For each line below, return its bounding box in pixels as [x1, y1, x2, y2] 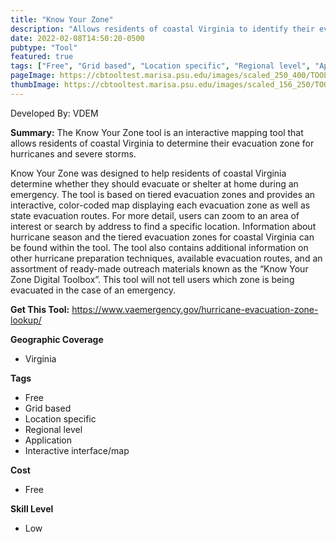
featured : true [10, 52, 74, 62]
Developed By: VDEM [10, 107, 99, 119]
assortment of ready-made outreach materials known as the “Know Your [10, 262, 309, 275]
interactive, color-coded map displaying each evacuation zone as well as [10, 199, 311, 211]
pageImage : [10, 71, 56, 81]
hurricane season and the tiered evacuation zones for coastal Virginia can [10, 231, 315, 243]
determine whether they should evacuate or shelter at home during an [10, 177, 299, 190]
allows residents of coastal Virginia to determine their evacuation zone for [10, 137, 315, 149]
